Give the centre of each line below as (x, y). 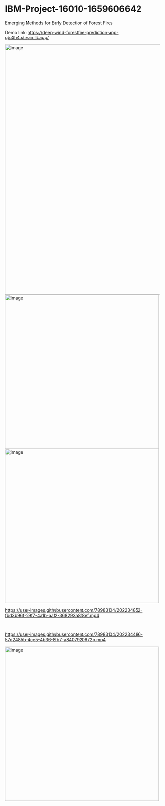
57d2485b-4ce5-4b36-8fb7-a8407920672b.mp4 (55, 639)
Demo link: (16, 32)
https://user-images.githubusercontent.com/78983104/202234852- (74, 610)
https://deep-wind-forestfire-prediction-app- (73, 32)
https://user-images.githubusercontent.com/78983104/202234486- (74, 634)
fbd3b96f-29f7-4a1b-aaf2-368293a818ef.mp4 (52, 615)
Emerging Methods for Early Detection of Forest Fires (59, 23)
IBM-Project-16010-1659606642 (73, 9)
